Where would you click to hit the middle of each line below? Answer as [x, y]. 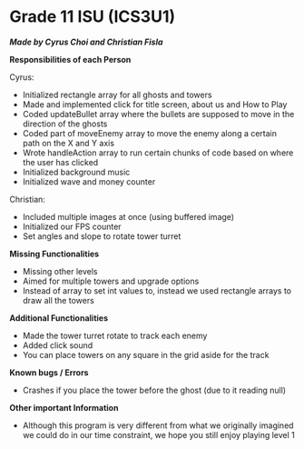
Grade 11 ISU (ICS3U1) [93, 17]
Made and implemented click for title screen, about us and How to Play [155, 104]
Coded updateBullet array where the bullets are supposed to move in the [158, 114]
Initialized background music [76, 172]
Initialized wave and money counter [89, 181]
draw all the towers [59, 300]
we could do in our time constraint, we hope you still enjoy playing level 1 [158, 434]
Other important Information [64, 407]
